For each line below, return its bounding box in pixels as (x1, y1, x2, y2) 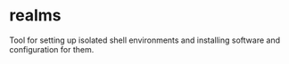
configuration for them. (9, 44, 95, 54)
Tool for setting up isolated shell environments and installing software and (9, 35, 281, 45)
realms (9, 5, 62, 26)
